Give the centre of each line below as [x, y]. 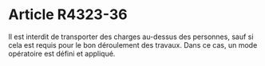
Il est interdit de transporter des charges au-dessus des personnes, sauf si [131, 37]
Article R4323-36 [68, 15]
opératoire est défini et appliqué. [62, 53]
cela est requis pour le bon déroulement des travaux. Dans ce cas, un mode [133, 45]
